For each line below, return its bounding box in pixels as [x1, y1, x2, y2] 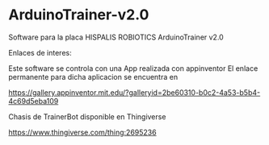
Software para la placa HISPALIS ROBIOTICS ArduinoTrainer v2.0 [8, 32, 224, 42]
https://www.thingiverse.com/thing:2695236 [8, 127, 157, 137]
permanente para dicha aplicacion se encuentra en [8, 72, 179, 81]
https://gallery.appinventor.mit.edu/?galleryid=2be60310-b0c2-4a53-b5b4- [8, 87, 261, 97]
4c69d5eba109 [8, 96, 59, 106]
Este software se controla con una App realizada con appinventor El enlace [8, 63, 258, 73]
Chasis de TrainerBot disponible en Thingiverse [8, 111, 166, 122]
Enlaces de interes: [8, 48, 72, 57]
